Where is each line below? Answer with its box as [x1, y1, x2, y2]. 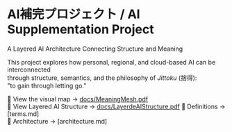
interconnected [7, 65, 51, 74]
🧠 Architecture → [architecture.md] [7, 117, 108, 125]
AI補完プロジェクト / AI [7, 6, 140, 22]
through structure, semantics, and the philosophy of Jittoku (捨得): [7, 74, 197, 82]
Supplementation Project [7, 22, 154, 38]
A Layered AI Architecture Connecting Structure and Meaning [7, 44, 183, 53]
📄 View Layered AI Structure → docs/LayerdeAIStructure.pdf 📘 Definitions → [7, 102, 226, 110]
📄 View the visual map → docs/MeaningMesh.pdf [7, 94, 149, 103]
